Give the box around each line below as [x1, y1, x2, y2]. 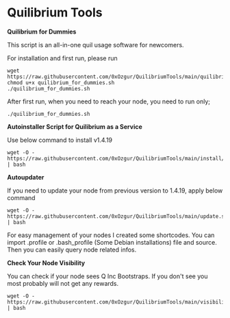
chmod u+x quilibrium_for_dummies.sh [7, 79, 115, 86]
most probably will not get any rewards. [7, 279, 119, 287]
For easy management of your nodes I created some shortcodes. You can [7, 231, 215, 239]
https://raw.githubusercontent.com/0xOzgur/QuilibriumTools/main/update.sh [7, 212, 228, 220]
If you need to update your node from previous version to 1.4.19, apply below [7, 186, 223, 195]
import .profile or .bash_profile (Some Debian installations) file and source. [7, 238, 217, 246]
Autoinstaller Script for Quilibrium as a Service [7, 122, 142, 131]
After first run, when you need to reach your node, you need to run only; [7, 97, 211, 106]
